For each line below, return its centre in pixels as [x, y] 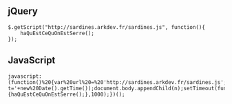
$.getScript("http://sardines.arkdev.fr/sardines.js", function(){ [107, 27]
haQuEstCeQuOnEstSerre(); [57, 33]
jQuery [23, 11]
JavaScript [32, 60]
